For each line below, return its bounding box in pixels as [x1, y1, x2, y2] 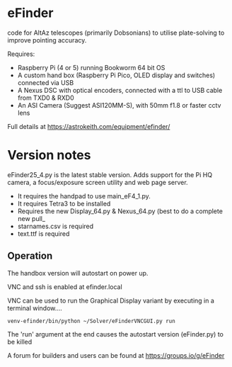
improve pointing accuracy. [7, 35, 87, 44]
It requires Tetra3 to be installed [17, 199, 111, 208]
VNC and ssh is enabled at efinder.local [7, 282, 122, 291]
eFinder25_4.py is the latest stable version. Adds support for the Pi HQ [7, 170, 213, 179]
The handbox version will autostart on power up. [7, 269, 149, 277]
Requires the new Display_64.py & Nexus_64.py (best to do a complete [17, 207, 223, 215]
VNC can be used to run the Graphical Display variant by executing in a [7, 296, 214, 305]
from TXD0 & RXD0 [17, 94, 74, 102]
